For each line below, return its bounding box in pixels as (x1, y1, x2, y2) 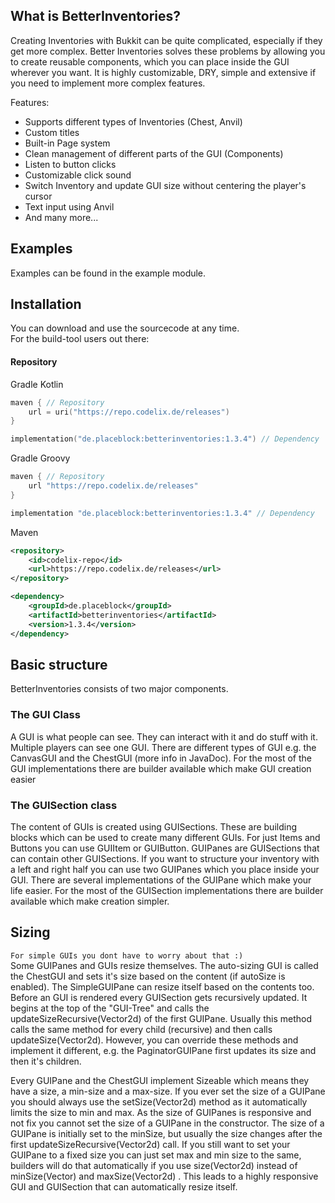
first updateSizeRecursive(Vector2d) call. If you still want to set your (10, 1138, 291, 1150)
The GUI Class (10, 708, 81, 722)
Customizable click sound (24, 169, 132, 181)
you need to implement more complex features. (10, 77, 206, 89)
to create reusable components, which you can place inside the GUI (10, 55, 290, 68)
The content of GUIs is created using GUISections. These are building (10, 820, 298, 833)
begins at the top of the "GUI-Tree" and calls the (10, 1002, 210, 1014)
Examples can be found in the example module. (10, 267, 207, 279)
